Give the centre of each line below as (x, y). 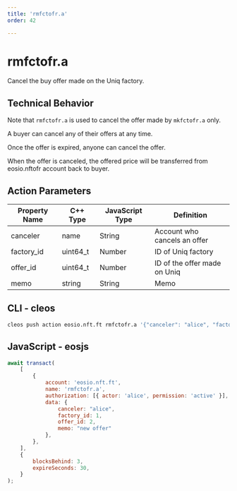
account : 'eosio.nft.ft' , (83, 383)
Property (33, 211)
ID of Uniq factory (184, 252)
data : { (56, 402)
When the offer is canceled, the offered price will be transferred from (108, 161)
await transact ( (31, 363)
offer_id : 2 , (77, 422)
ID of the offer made (188, 263)
